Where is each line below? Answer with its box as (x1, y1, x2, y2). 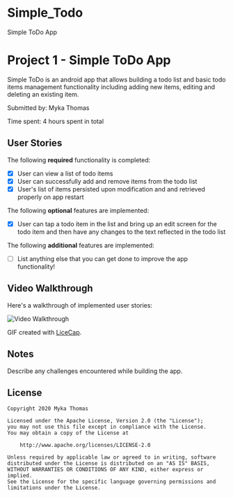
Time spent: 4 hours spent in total (7, 117, 104, 125)
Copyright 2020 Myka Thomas (7, 405, 89, 412)
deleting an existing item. (7, 90, 79, 98)
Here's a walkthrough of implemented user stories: (7, 301, 153, 309)
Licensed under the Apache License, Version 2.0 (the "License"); (7, 418, 204, 425)
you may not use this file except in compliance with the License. (7, 423, 207, 431)
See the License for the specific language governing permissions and (7, 478, 216, 485)
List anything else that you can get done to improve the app (17, 254, 188, 262)
